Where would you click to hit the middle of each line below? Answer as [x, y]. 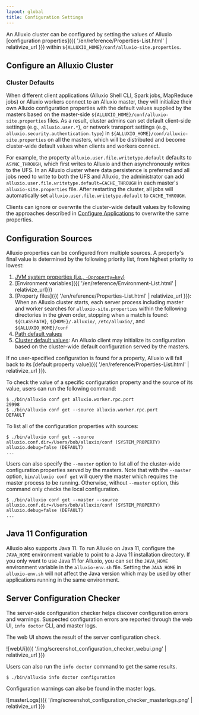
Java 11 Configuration [47, 534]
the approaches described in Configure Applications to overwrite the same [97, 213]
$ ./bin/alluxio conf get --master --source [62, 500]
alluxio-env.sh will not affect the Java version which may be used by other [99, 573]
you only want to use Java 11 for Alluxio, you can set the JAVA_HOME [87, 561]
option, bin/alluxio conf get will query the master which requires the [92, 476]
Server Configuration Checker [63, 599]
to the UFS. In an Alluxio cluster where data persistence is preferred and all [98, 170]
